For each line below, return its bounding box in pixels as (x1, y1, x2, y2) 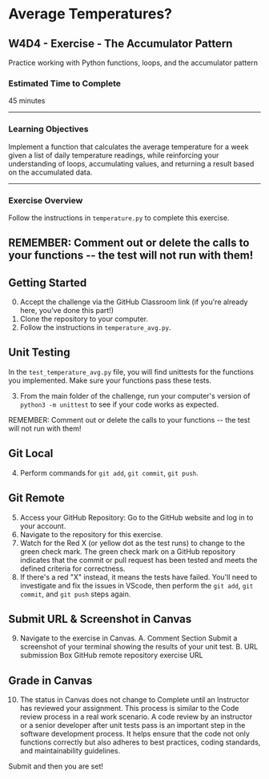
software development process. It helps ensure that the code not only (19, 729, 251, 739)
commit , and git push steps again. (19, 589, 131, 599)
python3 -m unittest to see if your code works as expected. (19, 400, 219, 409)
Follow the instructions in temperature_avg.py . (19, 323, 171, 332)
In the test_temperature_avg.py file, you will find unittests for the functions (8, 367, 255, 376)
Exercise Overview (8, 195, 83, 206)
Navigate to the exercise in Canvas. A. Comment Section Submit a (19, 633, 238, 643)
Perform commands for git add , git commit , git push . (19, 468, 199, 477)
